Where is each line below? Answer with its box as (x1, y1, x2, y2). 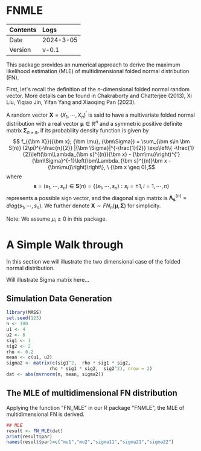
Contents (9, 25, 37, 34)
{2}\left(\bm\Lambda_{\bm (22, 151, 89, 158)
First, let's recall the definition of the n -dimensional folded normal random (6, 85, 190, 92)
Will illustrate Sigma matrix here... (6, 276, 89, 283)
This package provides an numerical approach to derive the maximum (6, 61, 180, 68)
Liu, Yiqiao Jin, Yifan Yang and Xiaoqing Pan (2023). (6, 98, 136, 106)
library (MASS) (6, 310, 42, 316)
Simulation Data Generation (6, 294, 112, 304)
